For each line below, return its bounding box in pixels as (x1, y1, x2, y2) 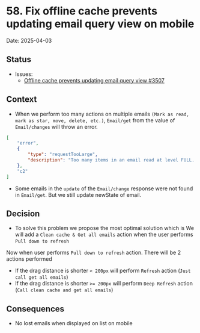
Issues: (14, 70, 33, 78)
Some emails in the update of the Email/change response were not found (14, 185, 193, 192)
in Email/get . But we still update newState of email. (14, 191, 142, 198)
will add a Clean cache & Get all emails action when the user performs (14, 231, 193, 238)
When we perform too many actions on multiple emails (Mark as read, (14, 110, 190, 117)
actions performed (6, 255, 52, 263)
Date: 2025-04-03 (6, 37, 52, 44)
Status (6, 54, 32, 64)
